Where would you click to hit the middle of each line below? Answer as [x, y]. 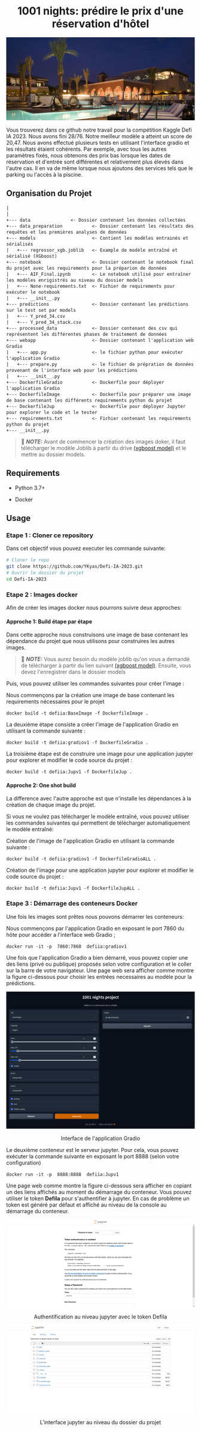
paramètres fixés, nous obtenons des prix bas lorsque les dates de [89, 155]
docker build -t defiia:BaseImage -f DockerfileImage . [77, 713]
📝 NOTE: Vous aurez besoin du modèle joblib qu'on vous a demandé [105, 659]
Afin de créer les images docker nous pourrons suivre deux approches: [94, 608]
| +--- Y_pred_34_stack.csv [44, 322]
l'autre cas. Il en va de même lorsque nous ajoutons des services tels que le [100, 168]
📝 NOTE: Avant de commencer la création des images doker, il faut [103, 441]
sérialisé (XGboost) [32, 256]
